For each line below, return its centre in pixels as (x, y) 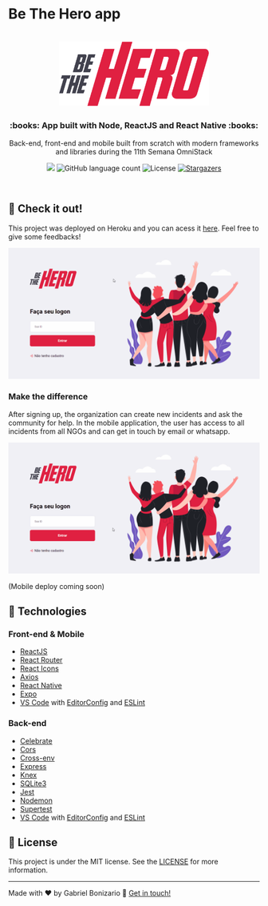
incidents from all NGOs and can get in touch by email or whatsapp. (119, 431)
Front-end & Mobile (47, 634)
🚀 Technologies (47, 612)
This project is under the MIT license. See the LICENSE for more (114, 862)
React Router (41, 660)
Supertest (36, 808)
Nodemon (36, 800)
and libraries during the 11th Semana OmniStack (134, 151)
